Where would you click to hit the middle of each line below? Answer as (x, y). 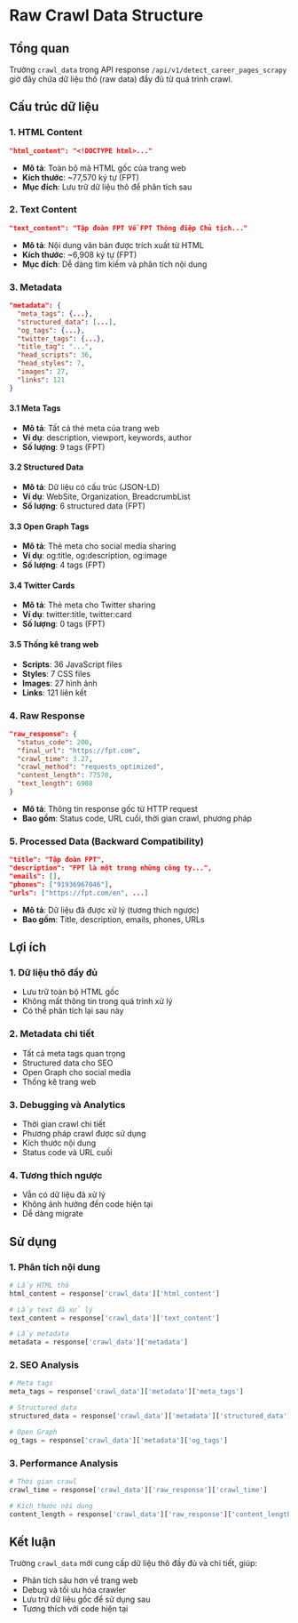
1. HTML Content (46, 133)
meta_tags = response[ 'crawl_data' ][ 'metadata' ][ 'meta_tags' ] (126, 1392)
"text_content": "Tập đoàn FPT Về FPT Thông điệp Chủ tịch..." (129, 228)
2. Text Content (43, 210)
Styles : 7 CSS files (56, 673)
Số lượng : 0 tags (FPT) (63, 624)
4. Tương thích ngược (56, 1175)
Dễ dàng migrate (53, 1214)
